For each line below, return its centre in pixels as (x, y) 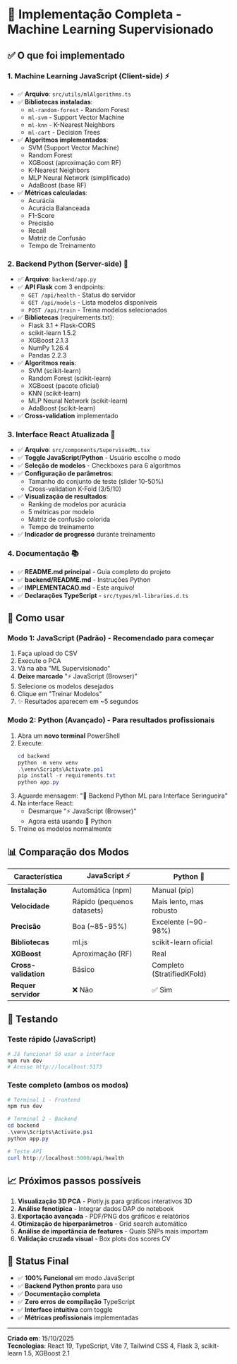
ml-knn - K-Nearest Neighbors (71, 124)
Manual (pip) (173, 890)
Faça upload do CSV (47, 653)
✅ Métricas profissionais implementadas (78, 1317)
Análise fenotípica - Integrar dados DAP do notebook (96, 1209)
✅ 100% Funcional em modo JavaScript (76, 1278)
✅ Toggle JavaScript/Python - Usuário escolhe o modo (99, 458)
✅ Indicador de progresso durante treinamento (86, 535)
